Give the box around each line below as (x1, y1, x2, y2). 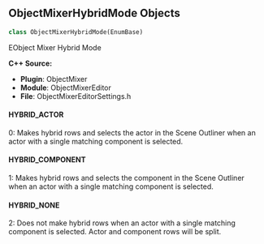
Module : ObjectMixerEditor (19, 83, 111, 92)
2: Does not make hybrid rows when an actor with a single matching (8, 218, 236, 228)
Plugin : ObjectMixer (19, 74, 88, 83)
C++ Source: (8, 58, 53, 68)
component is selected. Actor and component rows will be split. (8, 227, 222, 237)
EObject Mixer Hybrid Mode (8, 42, 102, 52)
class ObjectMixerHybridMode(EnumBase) (8, 28, 144, 36)
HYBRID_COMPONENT (8, 155, 86, 165)
